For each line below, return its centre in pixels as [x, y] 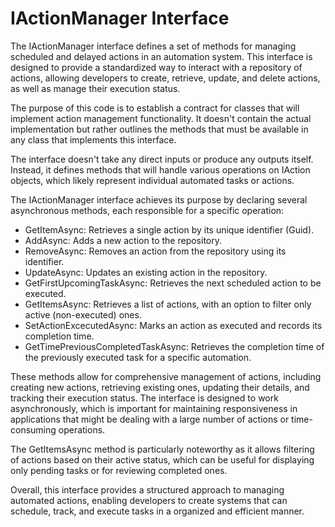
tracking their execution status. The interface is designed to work [144, 398]
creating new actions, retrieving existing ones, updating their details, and [160, 387]
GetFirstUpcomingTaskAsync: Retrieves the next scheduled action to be [173, 283]
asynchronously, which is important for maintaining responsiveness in [154, 408]
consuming [33, 429]
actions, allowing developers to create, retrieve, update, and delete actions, [165, 78]
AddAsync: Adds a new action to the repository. [123, 240]
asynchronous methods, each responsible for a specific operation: [147, 210]
